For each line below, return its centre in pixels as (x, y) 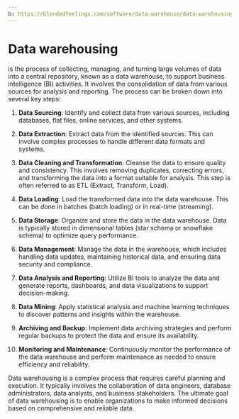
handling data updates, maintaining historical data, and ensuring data (119, 257)
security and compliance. (55, 264)
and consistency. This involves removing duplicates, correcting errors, (121, 170)
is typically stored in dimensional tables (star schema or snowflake (116, 228)
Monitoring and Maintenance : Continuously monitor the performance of (124, 349)
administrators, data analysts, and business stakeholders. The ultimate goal (118, 393)
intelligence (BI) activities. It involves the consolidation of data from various (118, 84)
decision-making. (44, 293)
